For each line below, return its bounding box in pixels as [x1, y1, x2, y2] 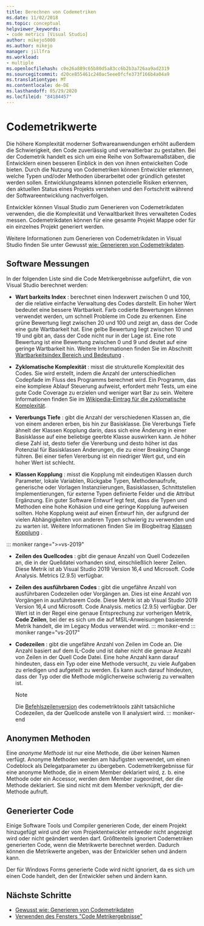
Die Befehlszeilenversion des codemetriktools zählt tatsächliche [15, 703, 175, 710]
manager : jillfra [6, 49, 50, 55]
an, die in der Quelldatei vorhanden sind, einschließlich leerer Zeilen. [15, 559, 187, 566]
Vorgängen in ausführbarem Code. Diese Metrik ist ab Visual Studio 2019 [15, 596, 198, 604]
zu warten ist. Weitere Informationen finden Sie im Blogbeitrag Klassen [15, 522, 192, 530]
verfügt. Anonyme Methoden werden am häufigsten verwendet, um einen [6, 756, 190, 763]
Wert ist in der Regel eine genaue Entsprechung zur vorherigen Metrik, [15, 609, 192, 617]
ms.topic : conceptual [6, 20, 61, 26]
